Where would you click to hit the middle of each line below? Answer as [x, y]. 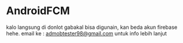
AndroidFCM [38, 11]
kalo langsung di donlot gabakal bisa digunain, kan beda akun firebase [92, 27]
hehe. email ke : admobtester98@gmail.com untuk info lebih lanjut [86, 33]
